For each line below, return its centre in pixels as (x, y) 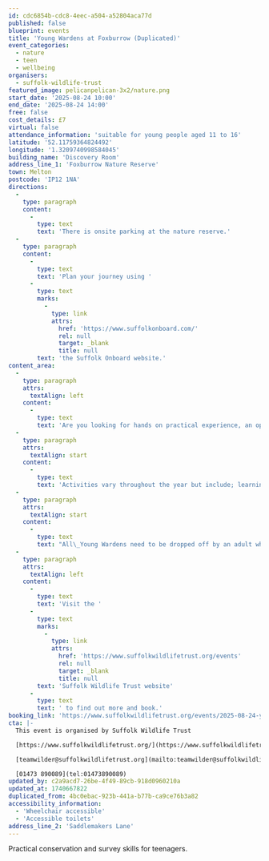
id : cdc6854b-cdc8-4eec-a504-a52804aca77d (80, 16)
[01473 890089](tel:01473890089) (71, 774)
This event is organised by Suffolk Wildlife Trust (104, 730)
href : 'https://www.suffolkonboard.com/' (128, 328)
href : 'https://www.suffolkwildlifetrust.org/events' (150, 656)
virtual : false (34, 127)
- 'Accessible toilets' (55, 819)
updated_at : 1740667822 (48, 789)
